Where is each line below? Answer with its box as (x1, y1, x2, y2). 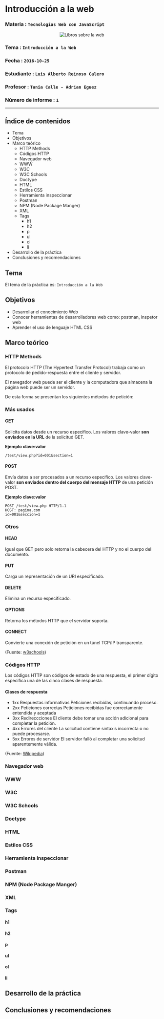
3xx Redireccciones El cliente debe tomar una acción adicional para (12, 715, 149, 721)
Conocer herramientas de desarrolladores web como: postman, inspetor (12, 314, 158, 320)
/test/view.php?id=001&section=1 (5, 453, 73, 458)
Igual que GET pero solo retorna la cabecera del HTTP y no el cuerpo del (5, 546, 152, 552)
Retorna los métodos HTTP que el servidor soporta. (5, 617, 109, 624)
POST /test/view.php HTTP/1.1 (5, 503, 67, 508)
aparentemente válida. (12, 741, 58, 747)
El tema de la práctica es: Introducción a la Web (5, 282, 103, 288)
